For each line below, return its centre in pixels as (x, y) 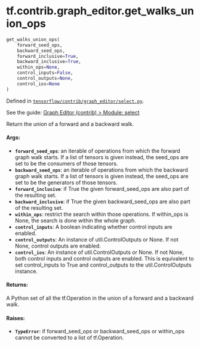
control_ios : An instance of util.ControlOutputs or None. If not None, (99, 252)
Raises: (16, 318)
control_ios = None (39, 84)
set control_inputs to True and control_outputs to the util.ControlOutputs (103, 265)
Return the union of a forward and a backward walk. (70, 124)
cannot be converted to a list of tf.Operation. (69, 337)
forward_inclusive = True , (48, 56)
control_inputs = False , (45, 73)
